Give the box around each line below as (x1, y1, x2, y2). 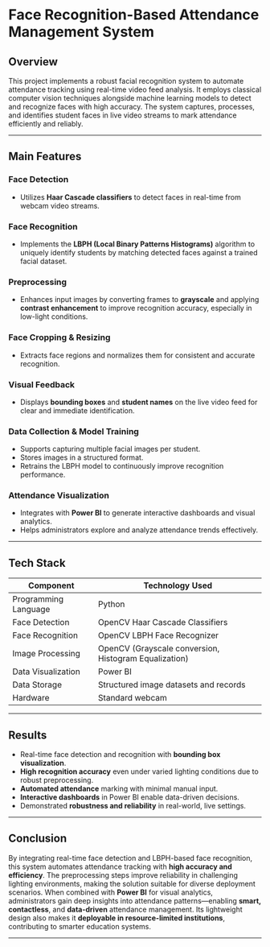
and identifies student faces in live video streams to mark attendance (8, 110, 237, 120)
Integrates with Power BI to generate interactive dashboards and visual (19, 508, 256, 518)
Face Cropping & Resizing (8, 332, 111, 343)
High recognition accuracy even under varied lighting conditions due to (19, 767, 259, 776)
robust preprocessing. (19, 775, 94, 785)
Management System (8, 23, 155, 41)
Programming (12, 593, 64, 605)
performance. (19, 469, 66, 480)
